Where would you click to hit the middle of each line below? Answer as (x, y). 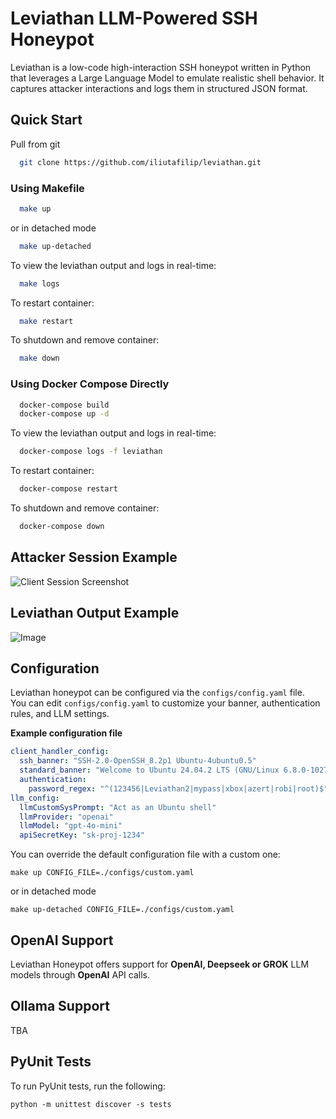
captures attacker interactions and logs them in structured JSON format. (159, 88)
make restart (46, 321)
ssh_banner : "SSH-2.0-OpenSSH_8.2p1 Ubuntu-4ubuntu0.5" (138, 761)
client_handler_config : (60, 752)
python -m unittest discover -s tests (91, 1104)
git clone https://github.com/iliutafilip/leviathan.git (140, 162)
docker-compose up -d (64, 414)
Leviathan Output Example (95, 613)
